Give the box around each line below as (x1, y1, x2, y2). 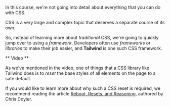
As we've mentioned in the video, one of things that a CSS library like (5, 65, 149, 71)
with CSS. (5, 10, 26, 16)
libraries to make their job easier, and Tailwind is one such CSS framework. (5, 45, 162, 51)
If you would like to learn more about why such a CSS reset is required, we (5, 85, 161, 91)
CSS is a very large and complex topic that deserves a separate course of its (5, 20, 165, 25)
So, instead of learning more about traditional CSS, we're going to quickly (5, 35, 159, 40)
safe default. (5, 76, 32, 81)
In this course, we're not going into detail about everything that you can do (5, 5, 161, 10)
